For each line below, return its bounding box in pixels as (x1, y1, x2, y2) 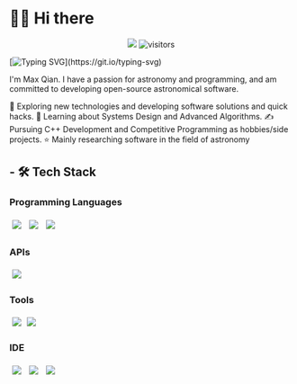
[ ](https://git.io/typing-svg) (9, 56, 162, 67)
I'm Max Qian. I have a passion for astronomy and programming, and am (9, 74, 277, 85)
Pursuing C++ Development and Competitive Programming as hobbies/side (9, 123, 289, 134)
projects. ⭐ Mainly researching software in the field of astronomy (9, 134, 250, 145)
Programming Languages (9, 196, 123, 209)
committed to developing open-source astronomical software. (9, 83, 239, 94)
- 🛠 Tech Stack (9, 165, 96, 180)
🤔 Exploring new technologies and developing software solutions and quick (9, 101, 288, 112)
